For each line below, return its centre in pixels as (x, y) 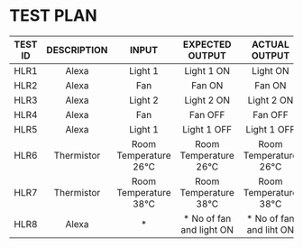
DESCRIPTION (77, 50)
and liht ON (271, 229)
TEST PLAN (53, 16)
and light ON (207, 229)
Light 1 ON (207, 70)
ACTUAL (271, 44)
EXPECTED (207, 44)
